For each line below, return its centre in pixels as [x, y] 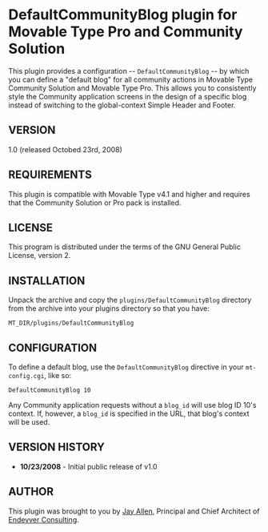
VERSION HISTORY [57, 447]
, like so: [58, 375]
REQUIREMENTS [50, 175]
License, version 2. [40, 256]
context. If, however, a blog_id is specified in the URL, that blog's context [129, 413]
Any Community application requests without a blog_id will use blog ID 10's [132, 405]
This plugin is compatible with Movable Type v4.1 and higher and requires [129, 194]
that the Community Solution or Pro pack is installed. [95, 203]
